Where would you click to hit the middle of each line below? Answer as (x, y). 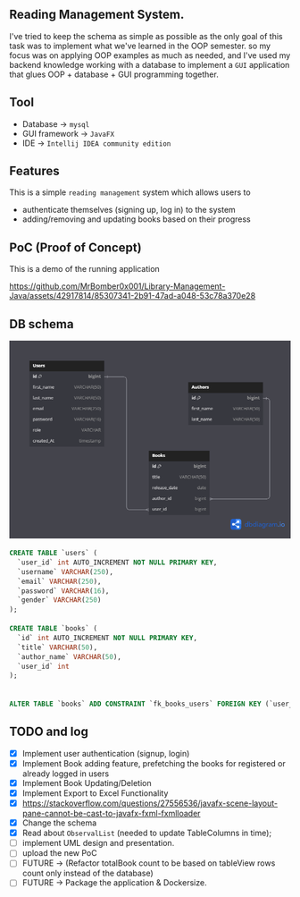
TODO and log (49, 732)
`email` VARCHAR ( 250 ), (59, 581)
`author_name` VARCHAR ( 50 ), (70, 656)
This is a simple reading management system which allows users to (130, 192)
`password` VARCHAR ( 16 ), (63, 591)
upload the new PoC (59, 853)
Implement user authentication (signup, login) (106, 753)
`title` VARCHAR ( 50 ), (58, 647)
